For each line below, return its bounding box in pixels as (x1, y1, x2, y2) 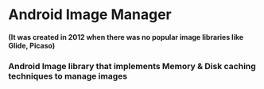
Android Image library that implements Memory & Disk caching (8, 60, 256, 72)
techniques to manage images (8, 70, 128, 81)
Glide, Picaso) (8, 41, 56, 50)
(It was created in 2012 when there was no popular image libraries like (8, 32, 244, 41)
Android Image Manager (8, 6, 173, 24)
